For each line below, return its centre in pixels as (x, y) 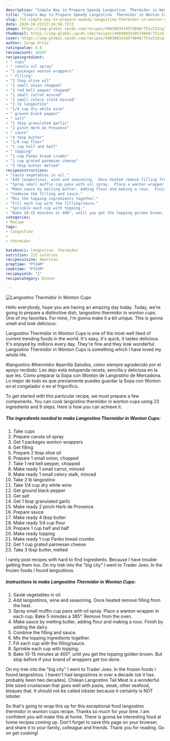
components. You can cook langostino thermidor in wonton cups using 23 (82, 401)
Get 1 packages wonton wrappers (48, 442)
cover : (13, 39)
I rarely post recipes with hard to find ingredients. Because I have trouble (81, 559)
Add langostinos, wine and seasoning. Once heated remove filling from (87, 600)
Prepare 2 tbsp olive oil (37, 452)
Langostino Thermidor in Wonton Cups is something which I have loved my (83, 349)
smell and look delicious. (31, 323)
